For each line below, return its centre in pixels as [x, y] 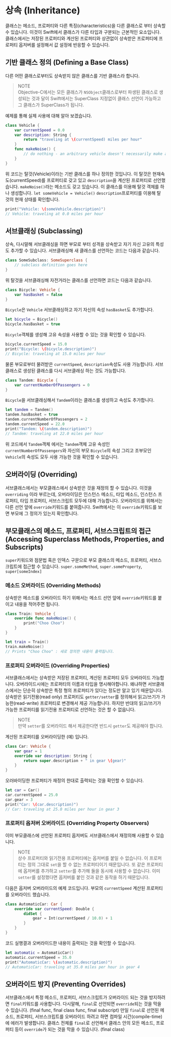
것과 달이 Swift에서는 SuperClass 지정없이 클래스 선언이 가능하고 [96, 98]
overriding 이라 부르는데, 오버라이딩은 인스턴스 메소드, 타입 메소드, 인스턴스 [81, 494]
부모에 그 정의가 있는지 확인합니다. [45, 513]
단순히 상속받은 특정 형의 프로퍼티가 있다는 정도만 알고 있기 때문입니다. [93, 690]
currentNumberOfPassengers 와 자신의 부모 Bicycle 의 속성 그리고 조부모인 [78, 450]
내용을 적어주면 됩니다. [37, 604]
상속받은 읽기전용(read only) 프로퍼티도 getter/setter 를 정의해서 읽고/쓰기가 [83, 697]
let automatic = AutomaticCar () [39, 953]
